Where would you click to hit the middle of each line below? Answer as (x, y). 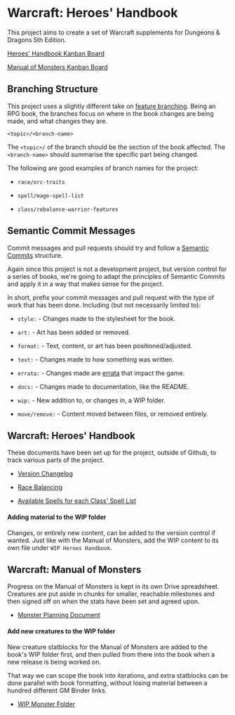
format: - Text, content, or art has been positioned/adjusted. (105, 346)
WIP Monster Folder (46, 704)
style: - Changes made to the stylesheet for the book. (96, 318)
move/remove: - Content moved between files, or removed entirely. (113, 414)
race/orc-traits (41, 182)
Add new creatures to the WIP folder (61, 631)
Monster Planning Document (59, 615)
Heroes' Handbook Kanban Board (56, 53)
